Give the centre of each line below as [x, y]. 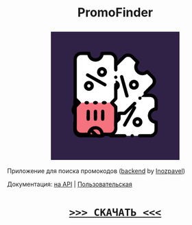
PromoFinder [115, 13]
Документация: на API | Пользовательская [70, 184]
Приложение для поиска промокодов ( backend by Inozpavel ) [96, 171]
